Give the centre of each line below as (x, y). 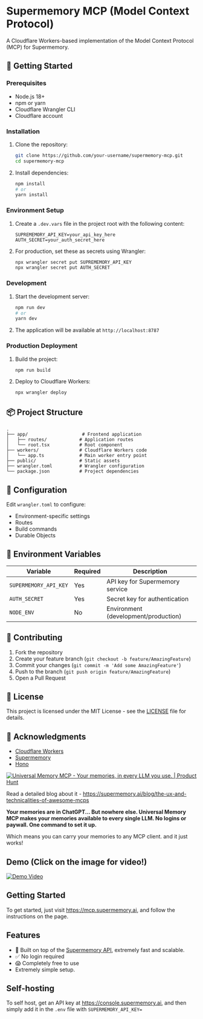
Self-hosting (31, 989)
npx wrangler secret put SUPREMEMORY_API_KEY (73, 262)
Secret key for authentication (148, 599)
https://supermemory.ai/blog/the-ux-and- (134, 794)
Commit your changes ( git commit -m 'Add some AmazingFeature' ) (98, 665)
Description (150, 571)
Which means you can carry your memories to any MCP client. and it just (97, 837)
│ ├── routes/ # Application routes (70, 440)
